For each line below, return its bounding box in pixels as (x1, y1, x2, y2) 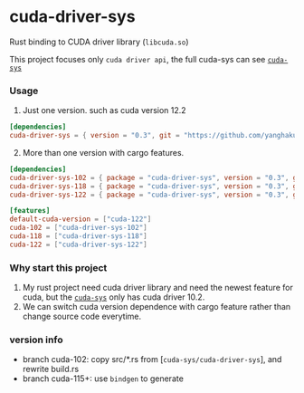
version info (9, 333, 63, 346)
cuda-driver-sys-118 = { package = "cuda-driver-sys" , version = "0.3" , (9, 181, 290, 191)
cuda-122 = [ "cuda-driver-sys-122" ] (9, 240, 147, 249)
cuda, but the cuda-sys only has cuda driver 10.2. (22, 292, 205, 302)
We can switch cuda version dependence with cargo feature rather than (22, 302, 291, 312)
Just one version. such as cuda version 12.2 (22, 105, 187, 116)
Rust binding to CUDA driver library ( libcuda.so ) (9, 36, 189, 47)
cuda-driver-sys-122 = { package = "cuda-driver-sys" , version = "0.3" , (9, 190, 290, 199)
